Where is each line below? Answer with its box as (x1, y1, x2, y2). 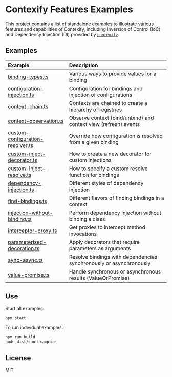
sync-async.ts (8, 256, 44, 263)
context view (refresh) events (69, 120, 140, 128)
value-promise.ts (8, 271, 50, 278)
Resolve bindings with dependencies (69, 253, 158, 260)
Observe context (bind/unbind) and (69, 114, 154, 121)
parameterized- (8, 238, 47, 245)
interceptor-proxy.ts (8, 227, 57, 234)
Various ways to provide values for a (69, 70, 157, 77)
